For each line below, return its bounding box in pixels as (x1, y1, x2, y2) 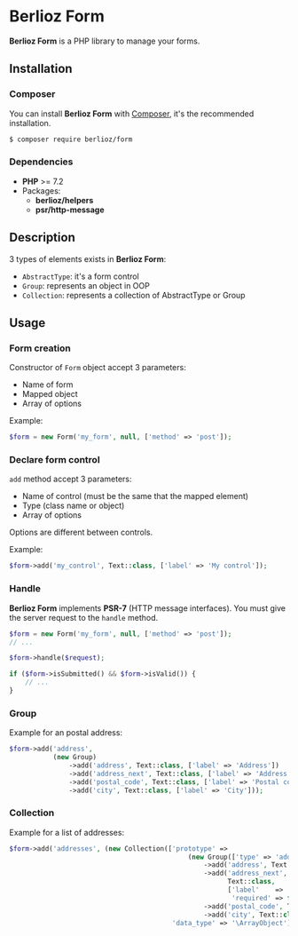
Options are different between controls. (9, 527, 153, 538)
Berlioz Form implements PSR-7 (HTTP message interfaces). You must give (9, 602, 286, 614)
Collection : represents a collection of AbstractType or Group (21, 290, 246, 300)
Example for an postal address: (9, 727, 122, 738)
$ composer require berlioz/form (9, 135, 133, 144)
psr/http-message (35, 204, 105, 215)
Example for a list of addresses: (9, 827, 125, 837)
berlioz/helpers (35, 194, 94, 205)
